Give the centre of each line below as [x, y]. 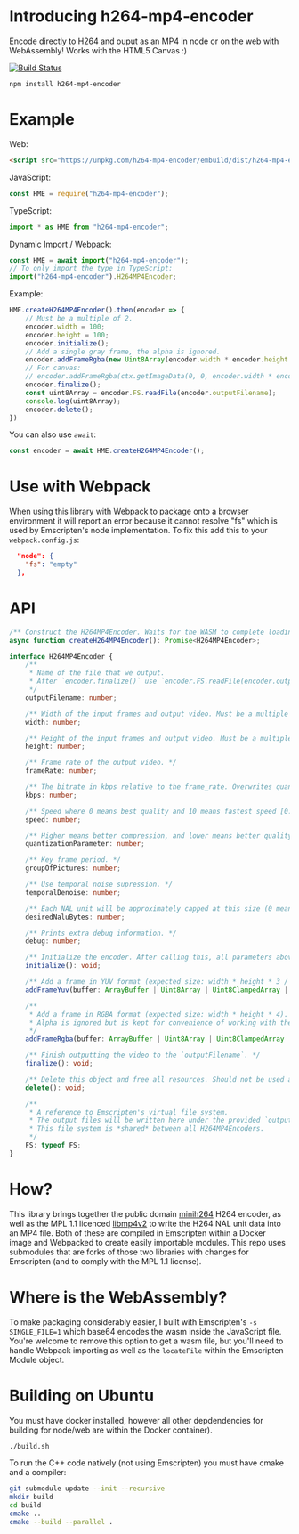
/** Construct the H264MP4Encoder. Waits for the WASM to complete [137, 632]
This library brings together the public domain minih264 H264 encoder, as [145, 1213]
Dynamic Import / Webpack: [61, 244]
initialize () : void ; [63, 966]
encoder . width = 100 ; [65, 327]
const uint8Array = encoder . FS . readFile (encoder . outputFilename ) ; [151, 393]
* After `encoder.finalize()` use [93, 682]
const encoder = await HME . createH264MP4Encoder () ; [107, 451]
